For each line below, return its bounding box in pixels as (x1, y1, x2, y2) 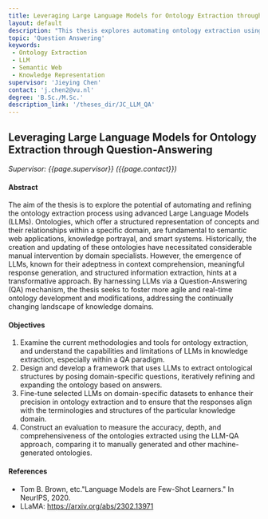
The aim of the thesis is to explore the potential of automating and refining (8, 200, 252, 210)
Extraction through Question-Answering (8, 143, 213, 156)
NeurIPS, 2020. (19, 493, 71, 502)
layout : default (8, 19, 62, 27)
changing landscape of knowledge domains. (8, 302, 154, 311)
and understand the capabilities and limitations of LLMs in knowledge (19, 347, 249, 356)
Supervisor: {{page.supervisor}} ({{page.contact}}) (8, 164, 177, 173)
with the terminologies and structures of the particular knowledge (19, 406, 236, 415)
